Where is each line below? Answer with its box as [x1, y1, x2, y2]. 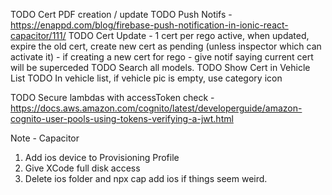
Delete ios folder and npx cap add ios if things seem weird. [24, 173, 268, 184]
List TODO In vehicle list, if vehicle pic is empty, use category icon [10, 72, 283, 84]
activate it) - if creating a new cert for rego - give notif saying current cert [10, 51, 314, 63]
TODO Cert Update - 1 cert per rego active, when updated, [68, 30, 310, 41]
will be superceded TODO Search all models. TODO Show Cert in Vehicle [10, 62, 311, 73]
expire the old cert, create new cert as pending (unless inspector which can [10, 40, 322, 52]
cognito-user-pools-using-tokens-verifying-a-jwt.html [10, 113, 234, 124]
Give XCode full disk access [24, 162, 141, 174]
